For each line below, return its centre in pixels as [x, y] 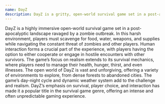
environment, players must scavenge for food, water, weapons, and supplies [82, 39]
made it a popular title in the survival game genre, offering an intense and [79, 91]
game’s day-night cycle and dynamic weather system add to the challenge [80, 80]
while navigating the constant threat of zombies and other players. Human [80, 44]
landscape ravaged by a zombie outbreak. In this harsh [85, 33]
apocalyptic [17, 33]
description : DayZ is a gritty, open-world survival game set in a [76, 14]
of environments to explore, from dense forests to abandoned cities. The [79, 75]
